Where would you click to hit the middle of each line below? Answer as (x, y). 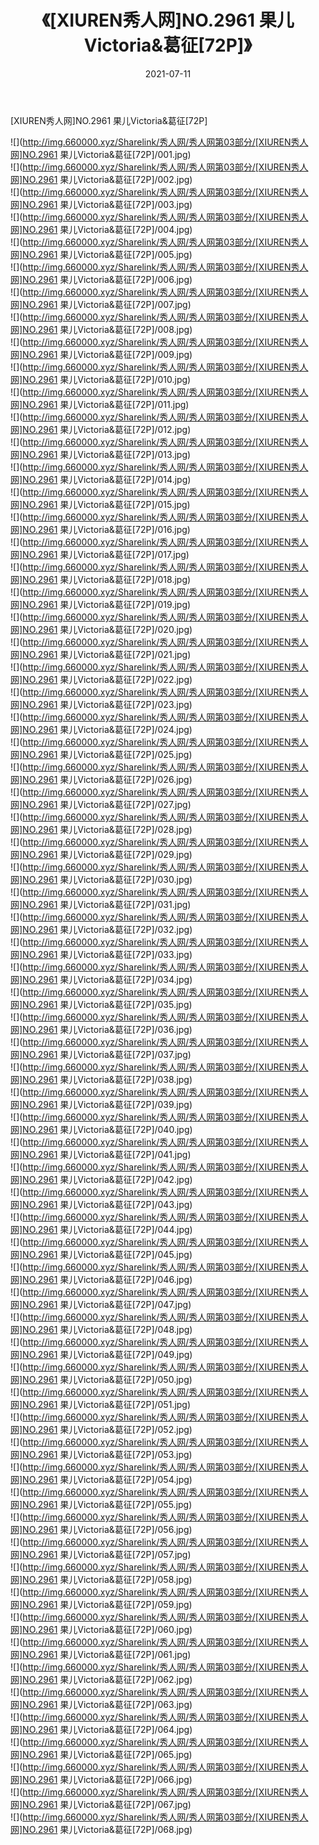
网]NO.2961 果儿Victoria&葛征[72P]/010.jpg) (101, 379)
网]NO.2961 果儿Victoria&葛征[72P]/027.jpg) (101, 804)
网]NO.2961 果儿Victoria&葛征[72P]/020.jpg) (101, 629)
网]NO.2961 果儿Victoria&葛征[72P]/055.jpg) (101, 1504)
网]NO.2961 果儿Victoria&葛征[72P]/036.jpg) (101, 1029)
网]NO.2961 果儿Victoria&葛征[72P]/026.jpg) (101, 779)
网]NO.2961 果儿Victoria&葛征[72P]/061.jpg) (101, 1654)
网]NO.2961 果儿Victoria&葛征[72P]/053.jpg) (101, 1454)
